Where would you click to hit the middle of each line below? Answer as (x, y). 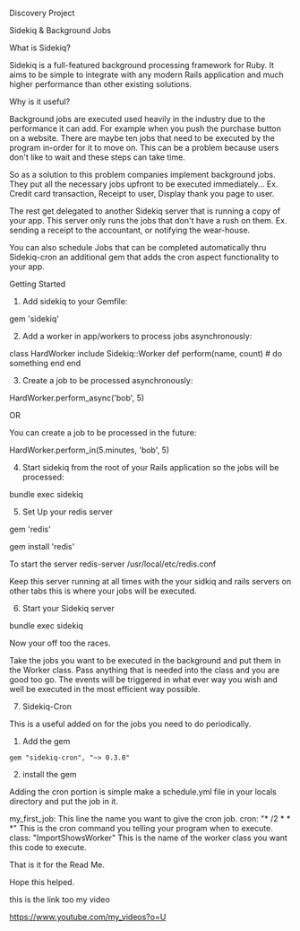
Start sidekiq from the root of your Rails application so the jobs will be (150, 467)
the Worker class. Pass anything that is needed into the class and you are (145, 670)
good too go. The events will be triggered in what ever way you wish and (143, 680)
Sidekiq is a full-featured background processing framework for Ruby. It (142, 65)
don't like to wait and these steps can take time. (97, 157)
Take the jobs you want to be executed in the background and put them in (145, 660)
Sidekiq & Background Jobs (60, 30)
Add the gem (46, 741)
